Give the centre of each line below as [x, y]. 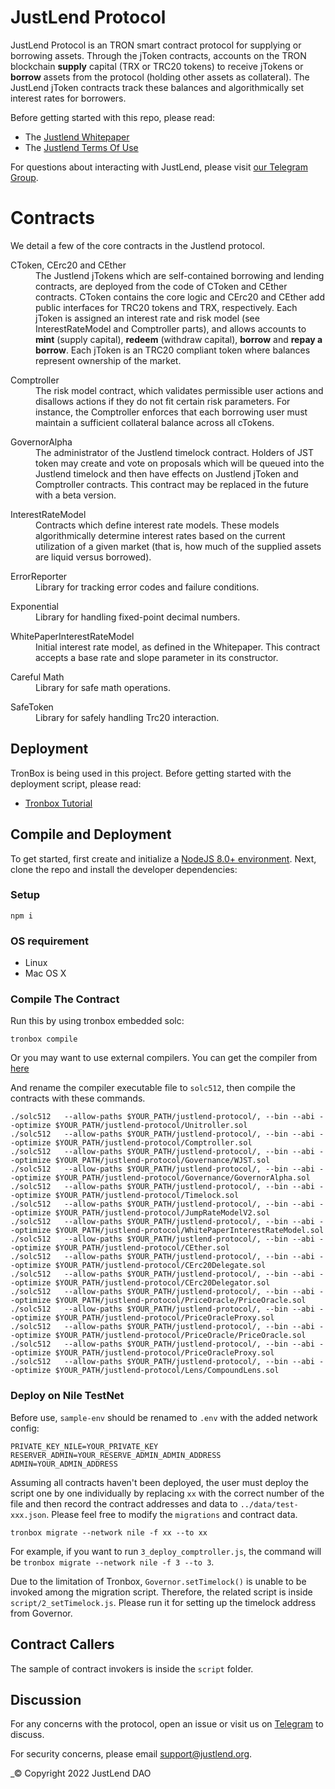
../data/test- [269, 1504]
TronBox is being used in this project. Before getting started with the [151, 773]
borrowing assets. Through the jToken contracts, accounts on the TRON [158, 55]
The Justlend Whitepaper [77, 137]
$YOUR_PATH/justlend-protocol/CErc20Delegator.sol [162, 1283]
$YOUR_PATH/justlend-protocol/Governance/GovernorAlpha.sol [182, 1178]
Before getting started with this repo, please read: [112, 117]
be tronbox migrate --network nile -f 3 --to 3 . [112, 1562]
